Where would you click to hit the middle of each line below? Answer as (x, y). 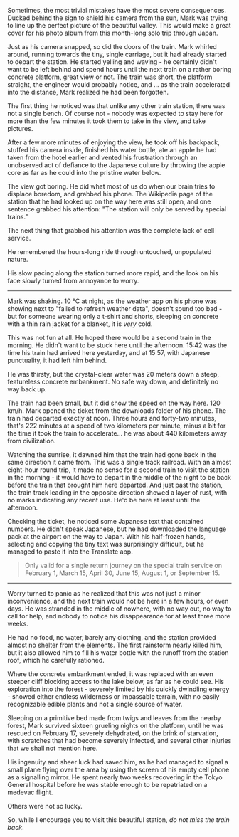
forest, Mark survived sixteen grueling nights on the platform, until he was (116, 726)
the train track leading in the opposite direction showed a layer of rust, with (117, 493)
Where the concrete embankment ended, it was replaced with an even (110, 674)
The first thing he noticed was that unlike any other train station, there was (116, 106)
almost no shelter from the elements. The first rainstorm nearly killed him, (115, 645)
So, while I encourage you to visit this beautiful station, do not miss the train (118, 820)
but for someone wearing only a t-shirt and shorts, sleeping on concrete (113, 316)
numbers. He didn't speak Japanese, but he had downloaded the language (117, 529)
